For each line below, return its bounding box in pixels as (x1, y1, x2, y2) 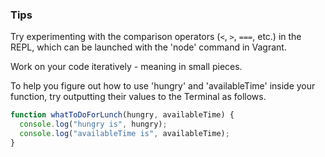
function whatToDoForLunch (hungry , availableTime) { (10, 110, 235, 120)
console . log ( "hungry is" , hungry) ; (19, 119, 168, 130)
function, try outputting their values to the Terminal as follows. (10, 91, 267, 103)
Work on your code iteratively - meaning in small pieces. (10, 61, 243, 73)
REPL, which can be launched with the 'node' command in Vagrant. (10, 41, 287, 53)
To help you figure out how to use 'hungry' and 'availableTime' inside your (10, 80, 316, 92)
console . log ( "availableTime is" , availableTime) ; (19, 129, 230, 139)
